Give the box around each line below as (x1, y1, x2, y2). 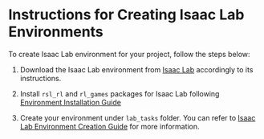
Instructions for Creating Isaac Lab (8, 6, 245, 24)
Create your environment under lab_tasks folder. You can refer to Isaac (19, 112, 256, 122)
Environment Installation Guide (19, 97, 122, 107)
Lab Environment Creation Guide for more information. (19, 121, 200, 131)
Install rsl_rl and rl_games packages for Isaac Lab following (19, 88, 220, 98)
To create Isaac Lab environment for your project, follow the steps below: (8, 49, 250, 59)
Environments (8, 22, 104, 41)
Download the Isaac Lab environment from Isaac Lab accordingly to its (19, 64, 254, 74)
